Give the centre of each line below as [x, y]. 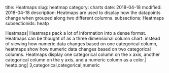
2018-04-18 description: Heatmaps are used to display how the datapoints [83, 13]
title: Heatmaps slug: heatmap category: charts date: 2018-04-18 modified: [83, 7]
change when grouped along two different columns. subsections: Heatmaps [85, 18]
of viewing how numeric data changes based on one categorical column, [81, 44]
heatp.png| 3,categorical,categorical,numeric [53, 65]
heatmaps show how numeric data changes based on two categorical [78, 49]
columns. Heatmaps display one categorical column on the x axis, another [83, 54]
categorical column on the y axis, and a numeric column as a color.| [76, 60]
